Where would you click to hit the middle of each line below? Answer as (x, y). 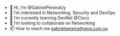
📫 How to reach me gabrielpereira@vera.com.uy (59, 28)
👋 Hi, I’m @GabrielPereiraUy (38, 8)
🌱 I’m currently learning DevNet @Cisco (49, 18)
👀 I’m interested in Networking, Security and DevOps (62, 13)
